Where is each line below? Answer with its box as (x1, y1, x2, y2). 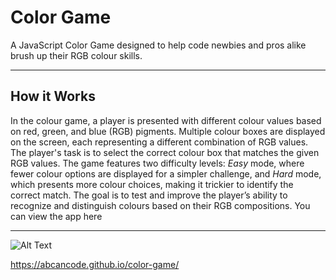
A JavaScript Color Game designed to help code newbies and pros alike (10, 39, 307, 51)
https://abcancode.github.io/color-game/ (10, 258, 180, 270)
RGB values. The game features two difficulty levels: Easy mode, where (10, 157, 305, 169)
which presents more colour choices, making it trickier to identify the (10, 178, 294, 190)
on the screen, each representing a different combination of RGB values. (10, 136, 309, 148)
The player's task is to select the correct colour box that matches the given (10, 146, 320, 158)
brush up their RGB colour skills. (10, 49, 143, 61)
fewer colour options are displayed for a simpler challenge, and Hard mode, (10, 167, 322, 180)
